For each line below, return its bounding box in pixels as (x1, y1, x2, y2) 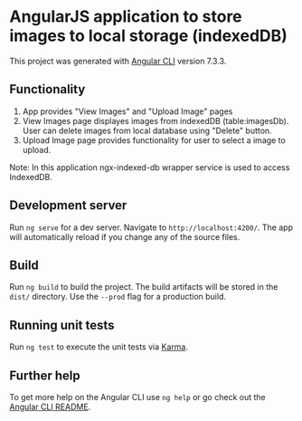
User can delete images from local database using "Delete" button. (22, 125, 273, 136)
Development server (9, 197, 127, 214)
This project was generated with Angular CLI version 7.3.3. (9, 55, 227, 66)
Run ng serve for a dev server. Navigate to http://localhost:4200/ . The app (9, 222, 294, 233)
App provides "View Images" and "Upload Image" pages (22, 106, 233, 117)
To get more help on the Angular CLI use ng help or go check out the (9, 392, 266, 402)
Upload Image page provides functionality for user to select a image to (22, 134, 287, 146)
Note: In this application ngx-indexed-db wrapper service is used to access (9, 161, 290, 173)
